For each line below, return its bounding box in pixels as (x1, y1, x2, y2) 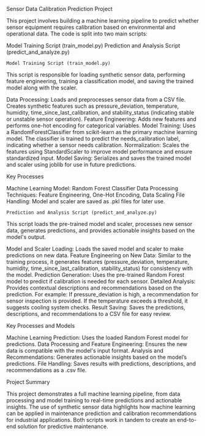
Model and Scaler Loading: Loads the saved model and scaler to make (6, 245, 184, 252)
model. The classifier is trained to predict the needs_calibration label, (6, 135, 181, 142)
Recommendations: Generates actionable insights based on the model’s (6, 353, 187, 361)
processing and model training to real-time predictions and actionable (6, 397, 182, 404)
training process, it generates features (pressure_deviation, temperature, (6, 258, 190, 265)
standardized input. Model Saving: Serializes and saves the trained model (6, 154, 192, 162)
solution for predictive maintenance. (17, 423, 108, 430)
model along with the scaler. (6, 84, 78, 91)
